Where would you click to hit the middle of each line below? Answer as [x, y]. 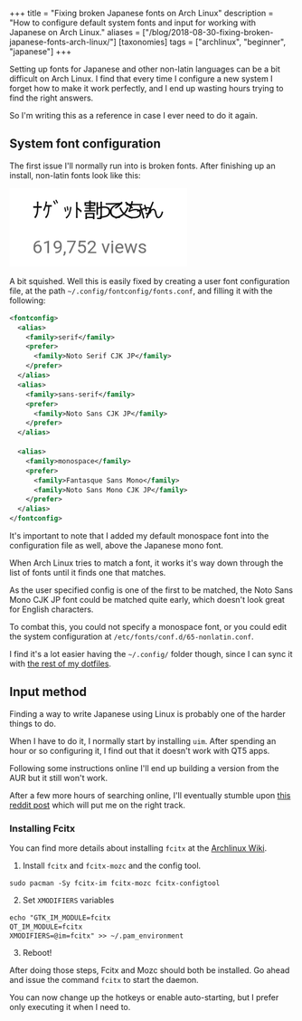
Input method [48, 692]
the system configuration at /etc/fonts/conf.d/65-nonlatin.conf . [132, 636]
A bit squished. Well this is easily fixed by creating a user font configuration [150, 281]
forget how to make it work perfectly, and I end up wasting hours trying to [146, 88]
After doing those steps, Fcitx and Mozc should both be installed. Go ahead [150, 970]
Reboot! [37, 953]
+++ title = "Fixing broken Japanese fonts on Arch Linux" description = [142, 13]
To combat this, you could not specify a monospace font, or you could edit [148, 627]
